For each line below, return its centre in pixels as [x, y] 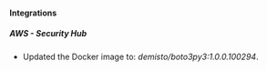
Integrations [33, 13]
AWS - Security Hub [48, 34]
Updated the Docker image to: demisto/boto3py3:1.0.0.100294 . [140, 56]
